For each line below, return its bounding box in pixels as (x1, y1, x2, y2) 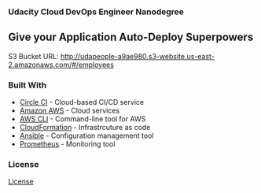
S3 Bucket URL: (8, 51, 59, 61)
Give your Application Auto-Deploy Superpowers (8, 31, 254, 44)
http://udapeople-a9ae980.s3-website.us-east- (60, 51, 215, 61)
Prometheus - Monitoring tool (19, 139, 116, 149)
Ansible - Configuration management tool (19, 131, 154, 140)
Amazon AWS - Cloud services (19, 106, 120, 116)
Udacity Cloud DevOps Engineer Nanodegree (8, 6, 185, 17)
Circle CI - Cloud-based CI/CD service (19, 98, 144, 107)
